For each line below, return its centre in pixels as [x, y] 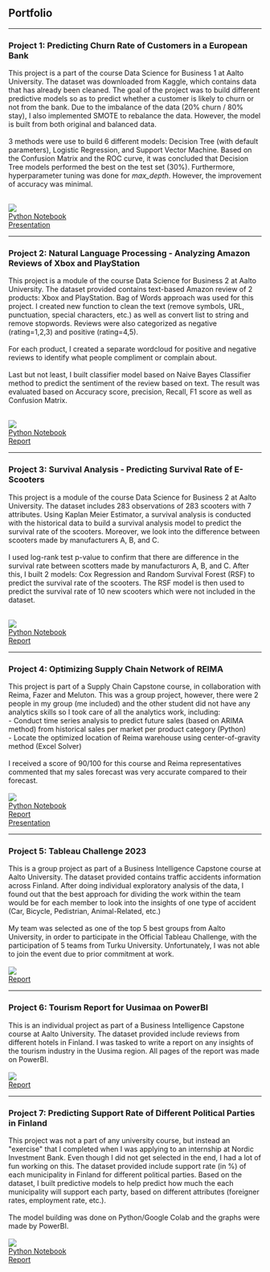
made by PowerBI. [39, 1225]
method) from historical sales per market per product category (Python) [127, 729]
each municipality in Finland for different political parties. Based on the [125, 1175]
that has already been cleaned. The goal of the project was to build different [134, 90]
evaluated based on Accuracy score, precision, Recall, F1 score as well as [130, 392]
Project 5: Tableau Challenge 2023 [78, 850]
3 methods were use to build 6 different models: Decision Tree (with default [133, 142]
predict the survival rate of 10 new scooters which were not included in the [132, 591]
